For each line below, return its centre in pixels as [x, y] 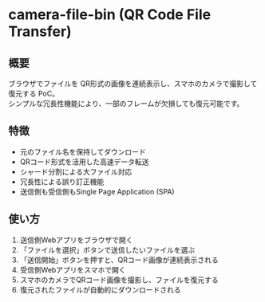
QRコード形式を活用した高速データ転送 [84, 162]
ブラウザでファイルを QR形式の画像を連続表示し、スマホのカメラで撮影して [133, 84]
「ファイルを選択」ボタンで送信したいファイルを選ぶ [107, 249]
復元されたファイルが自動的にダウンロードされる [100, 289]
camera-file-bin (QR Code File [110, 15]
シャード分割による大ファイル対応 [76, 171]
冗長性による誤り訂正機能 [62, 182]
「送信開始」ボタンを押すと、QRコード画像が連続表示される [119, 260]
